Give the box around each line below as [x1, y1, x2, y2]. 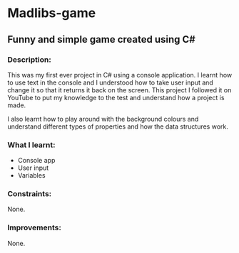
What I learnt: [7, 140, 56, 150]
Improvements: [7, 222, 62, 232]
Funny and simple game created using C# [7, 33, 196, 45]
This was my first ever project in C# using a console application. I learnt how [7, 70, 233, 79]
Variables [17, 171, 46, 180]
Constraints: [7, 189, 52, 199]
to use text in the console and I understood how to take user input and [7, 78, 214, 87]
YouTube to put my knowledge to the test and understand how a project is [7, 93, 225, 102]
